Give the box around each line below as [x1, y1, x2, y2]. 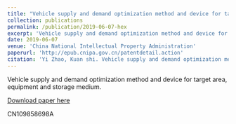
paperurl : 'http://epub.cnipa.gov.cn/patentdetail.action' [7, 50, 184, 57]
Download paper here [7, 96, 70, 104]
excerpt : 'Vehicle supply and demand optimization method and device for [7, 29, 228, 37]
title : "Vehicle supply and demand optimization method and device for [7, 10, 221, 18]
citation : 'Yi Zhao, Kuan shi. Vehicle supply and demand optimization [7, 56, 221, 63]
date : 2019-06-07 [7, 36, 58, 43]
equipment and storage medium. [7, 82, 102, 91]
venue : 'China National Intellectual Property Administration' [7, 43, 197, 50]
